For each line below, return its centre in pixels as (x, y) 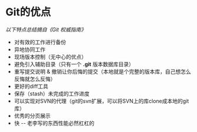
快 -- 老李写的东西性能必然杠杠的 (54, 123)
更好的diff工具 (31, 86)
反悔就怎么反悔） (35, 79)
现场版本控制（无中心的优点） (50, 57)
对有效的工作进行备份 (40, 42)
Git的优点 (28, 12)
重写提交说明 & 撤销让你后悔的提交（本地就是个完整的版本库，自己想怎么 (102, 71)
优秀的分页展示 (32, 115)
